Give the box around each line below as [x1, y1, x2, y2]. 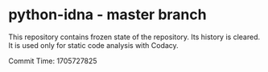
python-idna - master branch [8, 6, 207, 24]
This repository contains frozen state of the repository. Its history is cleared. [8, 32, 260, 42]
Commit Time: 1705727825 [8, 56, 98, 66]
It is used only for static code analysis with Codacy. [8, 40, 179, 50]
